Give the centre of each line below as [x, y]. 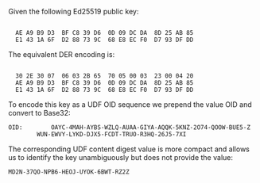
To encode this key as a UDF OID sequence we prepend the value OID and [130, 105]
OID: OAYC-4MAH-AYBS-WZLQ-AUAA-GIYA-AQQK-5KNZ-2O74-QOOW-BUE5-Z [129, 128]
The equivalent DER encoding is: [62, 54]
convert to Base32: [39, 113]
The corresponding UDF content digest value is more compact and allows [129, 149]
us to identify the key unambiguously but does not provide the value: [120, 157]
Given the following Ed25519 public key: [74, 11]
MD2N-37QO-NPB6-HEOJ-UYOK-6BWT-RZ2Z [69, 172]
